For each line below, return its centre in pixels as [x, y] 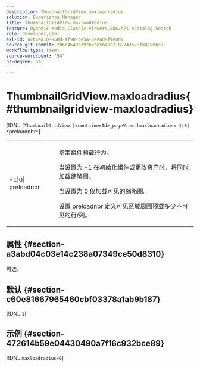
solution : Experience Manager [44, 17]
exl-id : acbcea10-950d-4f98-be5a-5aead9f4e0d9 [65, 39]
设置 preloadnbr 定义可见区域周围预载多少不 [121, 206]
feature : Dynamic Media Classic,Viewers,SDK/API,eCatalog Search [89, 28]
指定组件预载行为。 [86, 153]
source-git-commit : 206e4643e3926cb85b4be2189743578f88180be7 [85, 45]
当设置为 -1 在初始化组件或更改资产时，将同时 [124, 167]
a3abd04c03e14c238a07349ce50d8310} [85, 254]
